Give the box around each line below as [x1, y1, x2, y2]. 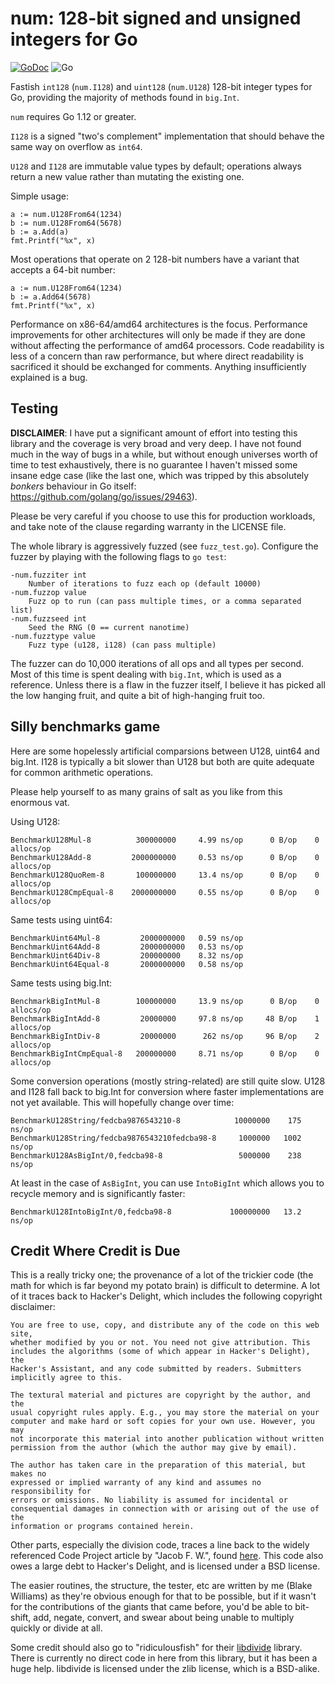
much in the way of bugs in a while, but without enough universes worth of [10, 448, 319, 460]
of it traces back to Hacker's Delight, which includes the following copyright [10, 1290, 323, 1302]
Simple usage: [10, 190, 70, 202]
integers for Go [10, 28, 138, 51]
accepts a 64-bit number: [10, 263, 116, 276]
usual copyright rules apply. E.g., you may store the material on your [10, 1408, 320, 1418]
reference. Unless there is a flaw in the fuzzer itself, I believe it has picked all [10, 678, 326, 691]
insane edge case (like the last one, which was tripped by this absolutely [10, 469, 310, 481]
